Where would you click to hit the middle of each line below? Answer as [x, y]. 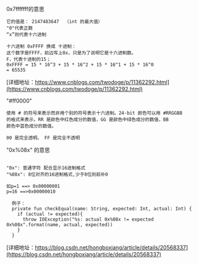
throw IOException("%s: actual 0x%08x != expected [88, 219]
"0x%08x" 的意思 [28, 150]
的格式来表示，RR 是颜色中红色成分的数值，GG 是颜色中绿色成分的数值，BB [87, 120]
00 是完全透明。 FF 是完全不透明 [43, 138]
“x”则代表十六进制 [27, 35]
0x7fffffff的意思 [25, 9]
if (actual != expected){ [50, 214]
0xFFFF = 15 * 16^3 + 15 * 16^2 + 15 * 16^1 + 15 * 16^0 [80, 65]
